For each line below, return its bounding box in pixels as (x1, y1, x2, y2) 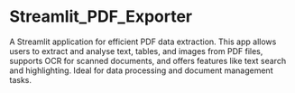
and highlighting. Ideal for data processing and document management (9, 65, 273, 76)
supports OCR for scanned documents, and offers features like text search (9, 55, 287, 66)
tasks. (9, 74, 32, 85)
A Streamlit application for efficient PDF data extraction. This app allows (9, 36, 277, 47)
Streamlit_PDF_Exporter (9, 6, 192, 27)
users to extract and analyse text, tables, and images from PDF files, (9, 45, 263, 56)
